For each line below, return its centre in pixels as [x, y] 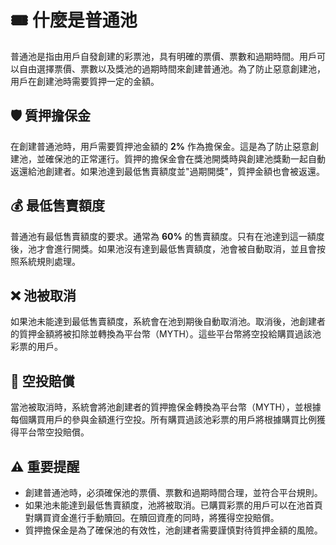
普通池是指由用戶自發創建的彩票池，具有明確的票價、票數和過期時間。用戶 [163, 56]
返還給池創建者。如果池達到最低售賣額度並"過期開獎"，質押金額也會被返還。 [168, 171]
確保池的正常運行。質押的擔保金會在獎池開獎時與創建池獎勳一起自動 [185, 158]
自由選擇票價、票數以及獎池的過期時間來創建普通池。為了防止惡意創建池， [172, 68]
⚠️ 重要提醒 [45, 466]
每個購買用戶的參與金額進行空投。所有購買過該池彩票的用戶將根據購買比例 [163, 420]
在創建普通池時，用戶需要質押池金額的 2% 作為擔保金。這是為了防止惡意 [160, 146]
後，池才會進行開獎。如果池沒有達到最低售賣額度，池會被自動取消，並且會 [163, 248]
